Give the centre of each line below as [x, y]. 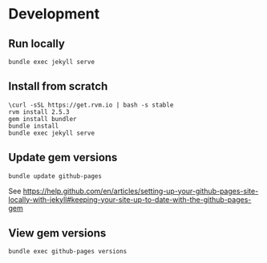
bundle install [34, 126]
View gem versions [57, 233]
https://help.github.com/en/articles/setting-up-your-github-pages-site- [141, 191]
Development [54, 14]
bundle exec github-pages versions [68, 252]
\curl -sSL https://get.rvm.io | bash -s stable [91, 105]
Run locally [37, 44]
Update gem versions [63, 158]
